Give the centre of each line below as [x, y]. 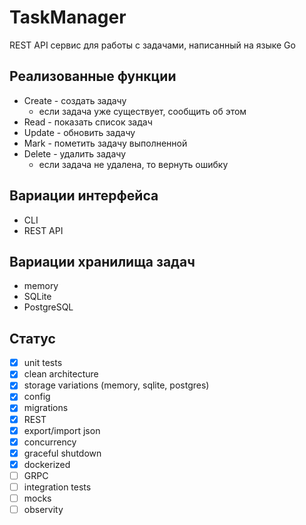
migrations [46, 408]
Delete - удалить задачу [75, 153]
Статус [32, 338]
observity [43, 509]
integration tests [57, 487]
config [37, 397]
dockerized [47, 464]
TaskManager [68, 17]
